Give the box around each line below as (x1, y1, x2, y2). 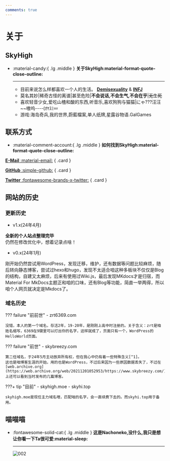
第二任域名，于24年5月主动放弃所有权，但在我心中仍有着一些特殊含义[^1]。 (5, 355, 142, 360)
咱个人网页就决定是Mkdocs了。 (5, 286, 71, 292)
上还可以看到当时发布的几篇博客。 (5, 374, 66, 380)
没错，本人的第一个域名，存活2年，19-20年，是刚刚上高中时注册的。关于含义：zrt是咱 (5, 323, 161, 328)
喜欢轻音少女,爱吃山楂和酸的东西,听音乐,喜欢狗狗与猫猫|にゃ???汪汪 (20, 99, 161, 105)
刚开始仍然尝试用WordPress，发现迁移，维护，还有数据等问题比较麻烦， (5, 261, 157, 267)
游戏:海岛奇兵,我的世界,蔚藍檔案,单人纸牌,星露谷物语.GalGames (20, 111, 152, 117)
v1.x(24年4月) (12, 222, 41, 228)
